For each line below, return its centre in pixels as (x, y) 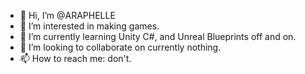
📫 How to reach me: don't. (75, 58)
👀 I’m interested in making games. (89, 26)
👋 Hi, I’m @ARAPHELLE (67, 15)
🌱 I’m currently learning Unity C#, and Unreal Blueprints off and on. (158, 36)
